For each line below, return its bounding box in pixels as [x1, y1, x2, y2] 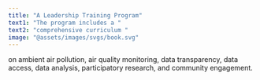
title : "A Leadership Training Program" [8, 11, 143, 20]
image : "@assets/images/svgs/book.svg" [8, 33, 139, 42]
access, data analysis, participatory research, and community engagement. [8, 64, 254, 73]
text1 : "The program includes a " [8, 19, 122, 27]
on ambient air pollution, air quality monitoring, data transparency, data [8, 55, 239, 64]
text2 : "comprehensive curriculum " [8, 26, 128, 34]
